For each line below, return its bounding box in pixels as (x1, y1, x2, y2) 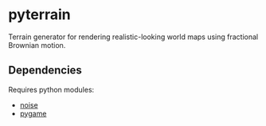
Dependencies (8, 64, 82, 77)
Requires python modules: (8, 85, 95, 94)
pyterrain (8, 6, 72, 24)
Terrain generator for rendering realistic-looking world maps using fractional (8, 32, 259, 41)
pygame (19, 108, 47, 118)
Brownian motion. (8, 40, 66, 49)
